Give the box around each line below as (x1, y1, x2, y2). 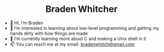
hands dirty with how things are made (9, 30, 88, 36)
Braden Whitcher (45, 3, 118, 15)
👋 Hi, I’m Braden (9, 20, 43, 26)
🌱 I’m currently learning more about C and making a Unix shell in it (9, 36, 146, 42)
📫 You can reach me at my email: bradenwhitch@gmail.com (9, 41, 135, 47)
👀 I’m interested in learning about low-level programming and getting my (9, 25, 159, 31)
